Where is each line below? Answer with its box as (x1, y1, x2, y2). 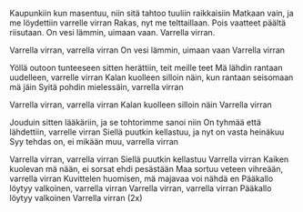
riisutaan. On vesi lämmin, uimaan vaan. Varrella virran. (9, 27, 216, 37)
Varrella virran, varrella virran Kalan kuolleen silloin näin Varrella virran (9, 99, 273, 110)
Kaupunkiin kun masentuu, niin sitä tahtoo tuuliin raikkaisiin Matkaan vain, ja (9, 8, 294, 18)
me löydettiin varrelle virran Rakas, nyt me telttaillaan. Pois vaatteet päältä (9, 17, 287, 28)
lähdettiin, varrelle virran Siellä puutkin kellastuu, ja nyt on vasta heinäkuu (9, 126, 285, 137)
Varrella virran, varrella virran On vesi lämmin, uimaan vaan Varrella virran (9, 45, 285, 56)
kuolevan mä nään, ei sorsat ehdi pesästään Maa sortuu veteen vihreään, (9, 164, 284, 174)
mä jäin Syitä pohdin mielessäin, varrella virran (9, 82, 184, 92)
